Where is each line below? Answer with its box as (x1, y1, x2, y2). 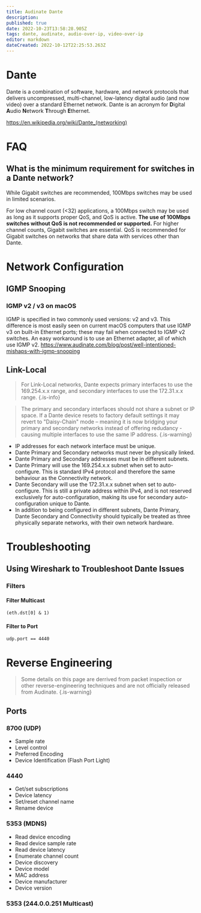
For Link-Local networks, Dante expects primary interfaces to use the (20, 381, 193, 388)
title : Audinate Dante (6, 8, 63, 15)
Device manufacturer (14, 878, 67, 885)
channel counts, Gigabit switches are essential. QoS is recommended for (6, 226, 186, 233)
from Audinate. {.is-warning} (20, 688, 92, 696)
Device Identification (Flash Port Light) (14, 757, 110, 764)
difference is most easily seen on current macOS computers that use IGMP (6, 322, 191, 329)
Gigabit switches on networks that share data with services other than (6, 232, 179, 240)
